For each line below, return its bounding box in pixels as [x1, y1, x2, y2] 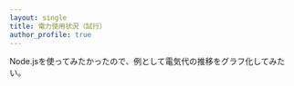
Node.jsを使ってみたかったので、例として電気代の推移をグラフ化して [9, 56, 269, 67]
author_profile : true [9, 30, 92, 39]
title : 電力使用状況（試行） [9, 22, 107, 31]
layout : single [9, 13, 68, 23]
